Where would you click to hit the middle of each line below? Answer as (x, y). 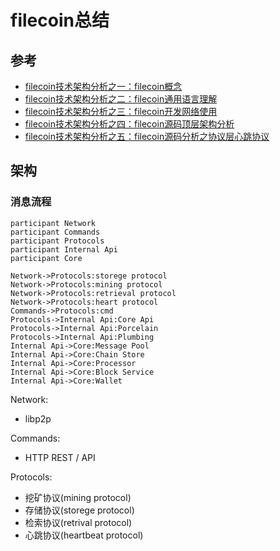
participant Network (53, 223)
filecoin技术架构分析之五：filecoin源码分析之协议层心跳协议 (147, 136)
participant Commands (55, 232)
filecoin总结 (60, 20)
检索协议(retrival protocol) (78, 522)
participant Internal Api (64, 249)
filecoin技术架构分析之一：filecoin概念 (103, 86)
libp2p (38, 418)
